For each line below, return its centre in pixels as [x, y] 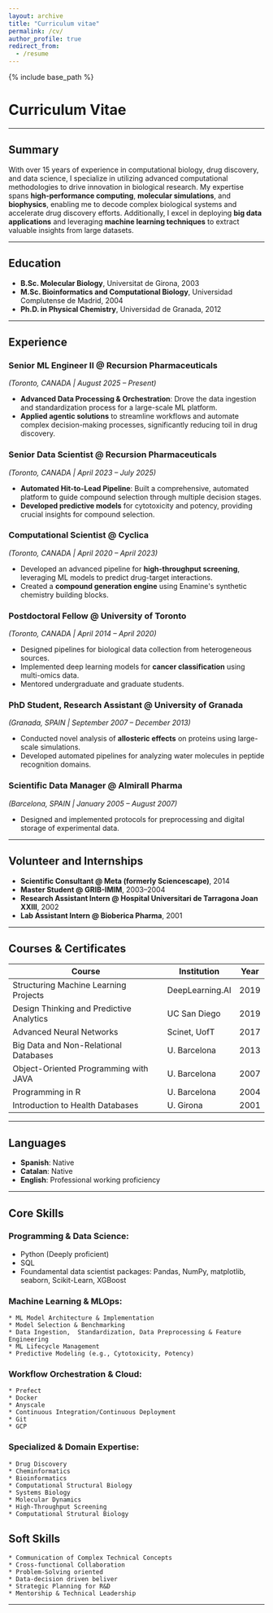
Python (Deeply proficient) [65, 1254]
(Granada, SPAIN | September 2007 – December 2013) [100, 723]
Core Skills [36, 1213]
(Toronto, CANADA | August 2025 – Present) [82, 383]
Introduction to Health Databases [76, 1105]
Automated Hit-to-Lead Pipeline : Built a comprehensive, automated [134, 488]
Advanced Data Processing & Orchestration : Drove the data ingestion [138, 399]
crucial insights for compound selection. [87, 514]
